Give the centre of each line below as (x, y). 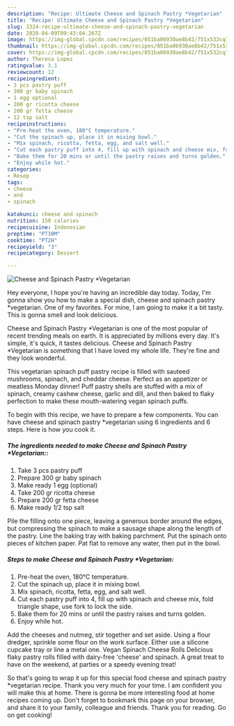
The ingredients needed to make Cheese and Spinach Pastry (97, 445)
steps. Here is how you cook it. (52, 430)
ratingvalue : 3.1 (32, 66)
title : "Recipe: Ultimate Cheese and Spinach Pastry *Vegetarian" (106, 20)
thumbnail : (23, 46)
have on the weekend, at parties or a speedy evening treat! (92, 665)
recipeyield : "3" (32, 247)
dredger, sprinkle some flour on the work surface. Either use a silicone (108, 642)
